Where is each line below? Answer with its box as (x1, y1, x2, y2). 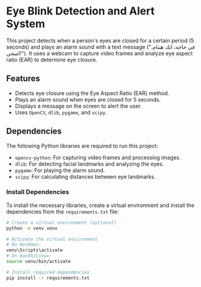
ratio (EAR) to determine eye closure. (6, 56, 98, 63)
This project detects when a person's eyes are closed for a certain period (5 (6, 37, 194, 44)
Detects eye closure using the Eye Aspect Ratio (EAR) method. (14, 89, 170, 97)
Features (6, 73, 40, 84)
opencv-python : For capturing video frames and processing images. (14, 153, 181, 161)
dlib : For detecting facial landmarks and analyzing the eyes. (14, 160, 164, 167)
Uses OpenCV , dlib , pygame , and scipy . (14, 108, 107, 116)
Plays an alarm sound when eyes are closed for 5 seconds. (14, 96, 161, 103)
